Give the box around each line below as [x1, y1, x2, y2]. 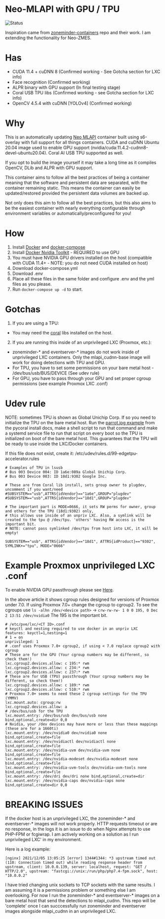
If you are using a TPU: [12, 320, 59, 326]
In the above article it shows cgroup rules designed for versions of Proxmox [5, 596, 160, 602]
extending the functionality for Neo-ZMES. [5, 35, 91, 41]
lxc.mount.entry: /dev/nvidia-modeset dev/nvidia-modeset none [5, 756, 138, 761]
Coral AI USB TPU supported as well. [48, 150, 124, 156]
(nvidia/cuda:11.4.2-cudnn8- [90, 144, 148, 150]
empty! [5, 530, 19, 535]
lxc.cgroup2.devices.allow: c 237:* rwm [5, 669, 90, 674]
